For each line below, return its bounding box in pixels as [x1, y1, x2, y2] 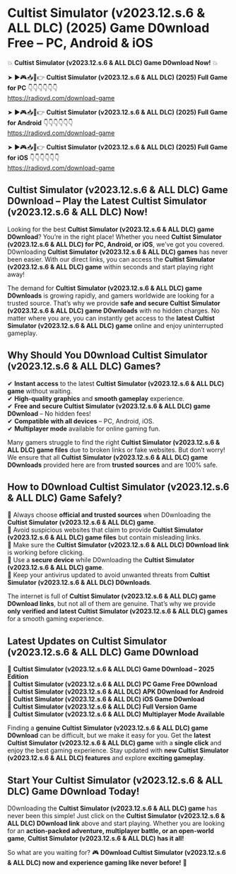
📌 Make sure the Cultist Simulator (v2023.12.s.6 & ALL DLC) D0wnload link [7, 541, 230, 549]
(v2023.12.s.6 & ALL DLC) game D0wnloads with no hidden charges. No [7, 306, 220, 315]
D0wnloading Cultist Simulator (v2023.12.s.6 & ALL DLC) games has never [7, 247, 228, 256]
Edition [7, 672, 29, 681]
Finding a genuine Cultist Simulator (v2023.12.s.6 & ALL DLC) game [7, 723, 208, 733]
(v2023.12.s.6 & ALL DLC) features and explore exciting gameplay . [7, 754, 206, 762]
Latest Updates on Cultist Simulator [7, 635, 167, 647]
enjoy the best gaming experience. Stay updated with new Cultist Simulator [7, 746, 229, 754]
